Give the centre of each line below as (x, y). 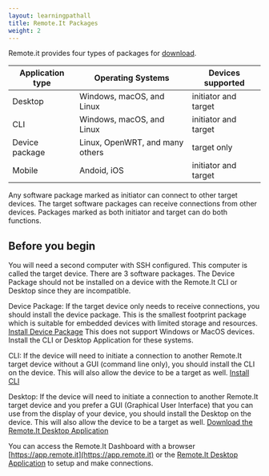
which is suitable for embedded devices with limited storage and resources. (133, 323)
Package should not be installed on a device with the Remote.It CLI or (123, 282)
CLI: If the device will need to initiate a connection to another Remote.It (125, 356)
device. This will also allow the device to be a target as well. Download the (131, 422)
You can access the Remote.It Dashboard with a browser (102, 446)
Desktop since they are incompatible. (70, 291)
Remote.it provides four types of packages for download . (102, 54)
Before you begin (52, 246)
